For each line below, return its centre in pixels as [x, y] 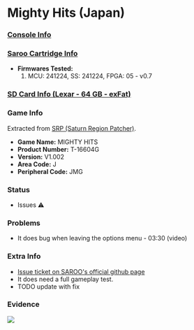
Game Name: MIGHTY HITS [58, 142]
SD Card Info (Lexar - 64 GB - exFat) [69, 94]
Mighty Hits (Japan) [66, 13]
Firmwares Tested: [45, 69]
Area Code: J [37, 164]
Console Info [29, 35]
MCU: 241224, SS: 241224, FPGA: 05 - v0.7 [90, 76]
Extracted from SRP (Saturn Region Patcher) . [72, 128]
